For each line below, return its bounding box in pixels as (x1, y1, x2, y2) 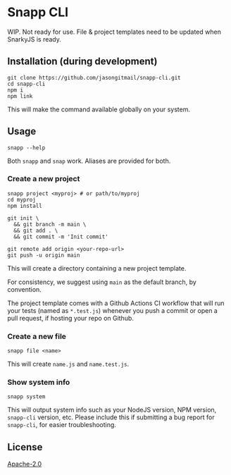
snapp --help (7, 144, 46, 152)
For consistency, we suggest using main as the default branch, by (7, 278, 197, 286)
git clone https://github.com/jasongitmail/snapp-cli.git (7, 74, 181, 81)
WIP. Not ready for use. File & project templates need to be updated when (7, 27, 222, 36)
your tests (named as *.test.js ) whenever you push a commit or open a (7, 306, 218, 314)
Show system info (7, 378, 70, 388)
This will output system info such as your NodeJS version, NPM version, (7, 406, 217, 414)
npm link (7, 92, 33, 99)
